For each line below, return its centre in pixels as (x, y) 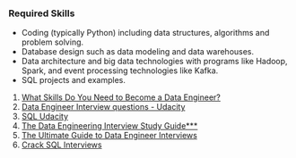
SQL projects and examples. (74, 80)
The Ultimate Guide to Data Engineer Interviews (109, 136)
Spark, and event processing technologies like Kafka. (120, 71)
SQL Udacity (45, 116)
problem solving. (52, 42)
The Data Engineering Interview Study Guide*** (109, 126)
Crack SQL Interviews (61, 145)
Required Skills (42, 13)
